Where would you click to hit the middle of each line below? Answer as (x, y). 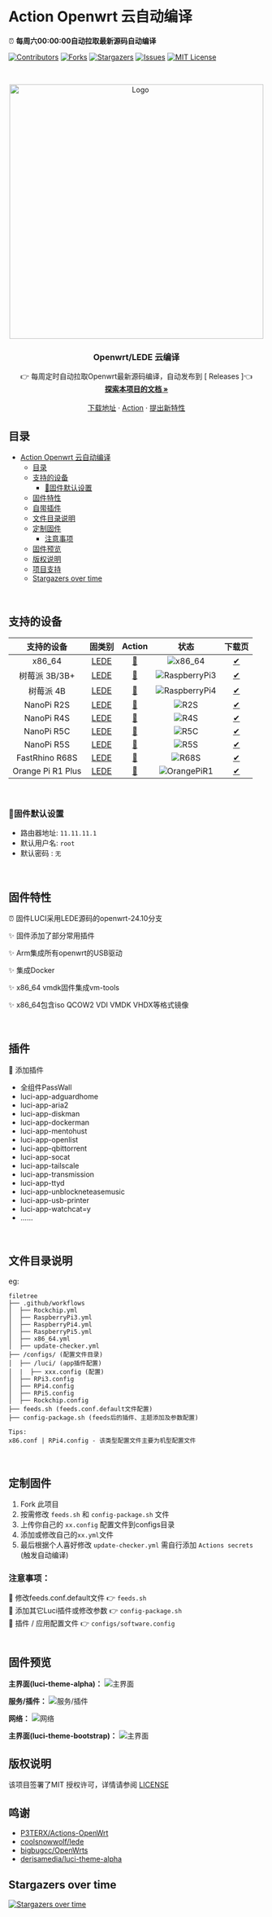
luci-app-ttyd (42, 1182)
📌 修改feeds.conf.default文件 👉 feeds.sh (78, 1598)
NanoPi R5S (47, 744)
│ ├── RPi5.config (41, 1393)
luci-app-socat (45, 1156)
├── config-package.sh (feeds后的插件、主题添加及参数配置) (104, 1418)
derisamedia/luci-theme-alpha (71, 1859)
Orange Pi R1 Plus (47, 770)
